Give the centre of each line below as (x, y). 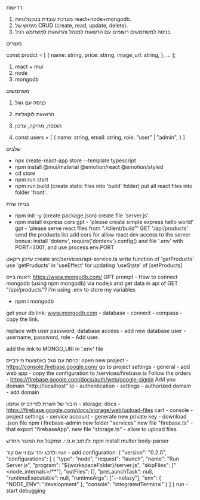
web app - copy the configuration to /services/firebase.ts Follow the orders (99, 373)
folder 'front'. (31, 192)
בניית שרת (18, 204)
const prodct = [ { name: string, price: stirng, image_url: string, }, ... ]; (91, 55)
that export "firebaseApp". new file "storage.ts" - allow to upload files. (92, 429)
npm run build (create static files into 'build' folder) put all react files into (104, 186)
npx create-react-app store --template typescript (75, 160)
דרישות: (15, 7)
